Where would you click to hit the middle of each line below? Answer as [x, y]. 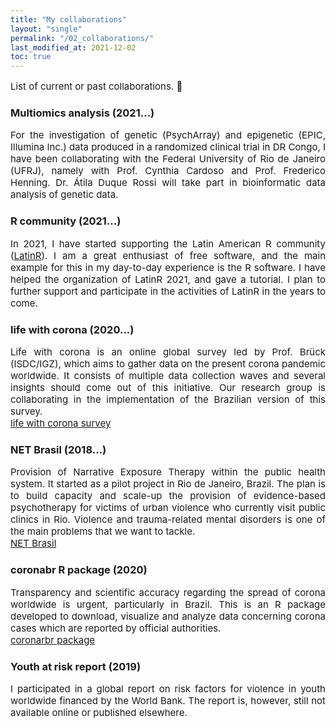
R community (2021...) [66, 221]
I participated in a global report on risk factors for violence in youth [168, 688]
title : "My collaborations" [69, 19]
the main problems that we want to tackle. [103, 531]
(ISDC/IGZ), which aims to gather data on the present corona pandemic [168, 364]
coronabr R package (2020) [79, 570]
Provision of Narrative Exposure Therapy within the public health [168, 472]
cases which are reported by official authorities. [116, 628]
